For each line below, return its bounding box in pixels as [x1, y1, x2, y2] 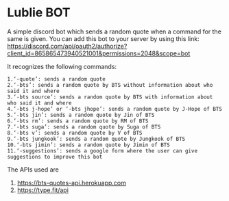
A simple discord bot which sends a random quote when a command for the [7, 27, 221, 36]
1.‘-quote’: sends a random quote [7, 75, 106, 83]
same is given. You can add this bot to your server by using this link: [7, 34, 200, 42]
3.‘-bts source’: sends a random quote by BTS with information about [7, 94, 213, 100]
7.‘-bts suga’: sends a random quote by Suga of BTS [7, 123, 161, 131]
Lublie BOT [7, 5, 71, 21]
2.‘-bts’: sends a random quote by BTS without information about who [7, 81, 213, 88]
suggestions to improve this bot [7, 153, 103, 160]
